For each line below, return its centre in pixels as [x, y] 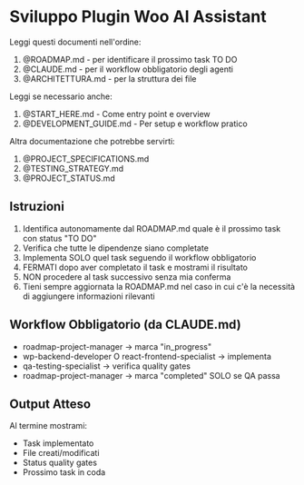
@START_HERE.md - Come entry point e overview [116, 114]
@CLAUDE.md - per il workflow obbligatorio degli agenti [128, 69]
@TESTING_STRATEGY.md [73, 168]
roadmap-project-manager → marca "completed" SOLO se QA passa [151, 375]
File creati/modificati [61, 453]
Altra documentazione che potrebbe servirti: [92, 141]
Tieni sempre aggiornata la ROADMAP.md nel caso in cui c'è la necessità [159, 286]
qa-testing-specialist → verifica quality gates [106, 366]
